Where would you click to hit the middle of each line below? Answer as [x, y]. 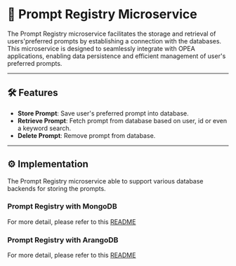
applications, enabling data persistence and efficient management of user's [117, 56]
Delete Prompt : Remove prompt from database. [86, 135]
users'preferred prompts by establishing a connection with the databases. [114, 41]
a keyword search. [44, 128]
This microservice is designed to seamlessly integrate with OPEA [101, 48]
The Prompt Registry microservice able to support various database [105, 181]
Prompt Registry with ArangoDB [63, 239]
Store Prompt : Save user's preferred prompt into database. [103, 113]
